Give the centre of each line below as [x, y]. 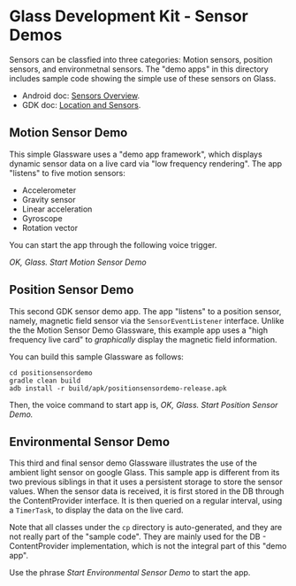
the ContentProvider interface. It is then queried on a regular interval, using [146, 501]
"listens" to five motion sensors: [67, 173]
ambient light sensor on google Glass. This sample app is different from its [144, 473]
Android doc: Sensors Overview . [80, 96]
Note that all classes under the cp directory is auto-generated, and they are [146, 528]
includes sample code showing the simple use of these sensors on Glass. [143, 78]
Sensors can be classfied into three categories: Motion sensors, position [141, 59]
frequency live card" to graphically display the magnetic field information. [143, 339]
